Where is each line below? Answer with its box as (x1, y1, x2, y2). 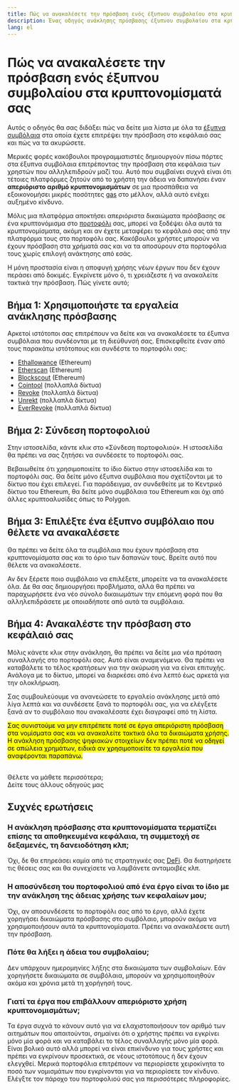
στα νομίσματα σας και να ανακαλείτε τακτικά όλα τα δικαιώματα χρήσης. (7, 729, 230, 737)
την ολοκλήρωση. (7, 678, 60, 687)
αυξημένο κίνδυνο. (7, 197, 64, 207)
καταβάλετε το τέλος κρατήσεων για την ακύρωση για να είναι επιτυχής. (7, 663, 225, 672)
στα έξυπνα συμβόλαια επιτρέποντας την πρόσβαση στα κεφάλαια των (7, 160, 221, 168)
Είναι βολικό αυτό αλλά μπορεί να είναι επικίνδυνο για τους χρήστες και (7, 1044, 224, 1053)
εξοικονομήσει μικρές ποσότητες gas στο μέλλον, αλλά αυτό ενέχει (7, 190, 210, 199)
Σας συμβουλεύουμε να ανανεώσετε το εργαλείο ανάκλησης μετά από (7, 692, 221, 701)
